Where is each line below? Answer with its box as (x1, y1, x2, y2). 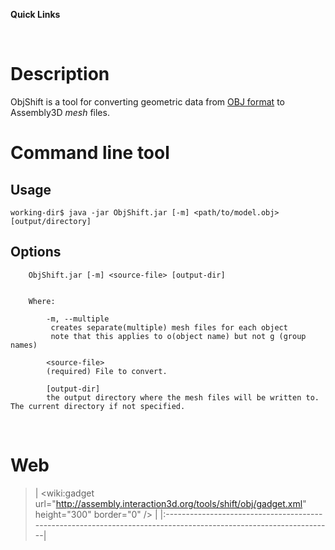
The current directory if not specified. (10, 401, 186, 411)
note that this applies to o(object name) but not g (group (50, 331, 307, 341)
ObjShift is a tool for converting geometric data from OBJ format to (10, 95, 285, 108)
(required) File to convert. (46, 366, 168, 376)
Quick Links (10, 9, 61, 20)
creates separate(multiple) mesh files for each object (50, 322, 288, 333)
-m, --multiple (46, 314, 110, 324)
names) (10, 340, 38, 350)
